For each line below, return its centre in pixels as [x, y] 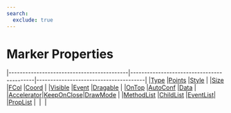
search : [18, 13]
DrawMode [101, 95]
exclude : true [33, 20]
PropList [20, 102]
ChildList [172, 95]
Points [177, 81]
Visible [60, 88]
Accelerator [25, 95]
